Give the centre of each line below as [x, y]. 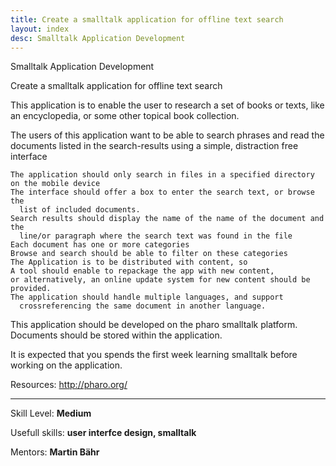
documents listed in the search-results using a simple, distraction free [154, 146]
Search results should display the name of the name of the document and [167, 219]
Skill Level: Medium [51, 413]
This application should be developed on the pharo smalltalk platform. [154, 325]
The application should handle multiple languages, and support [147, 297]
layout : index [40, 29]
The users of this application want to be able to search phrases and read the [167, 135]
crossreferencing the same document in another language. [143, 306]
